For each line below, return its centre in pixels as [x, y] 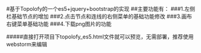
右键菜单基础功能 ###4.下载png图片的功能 [59, 24]
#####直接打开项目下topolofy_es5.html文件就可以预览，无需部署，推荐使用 [100, 37]
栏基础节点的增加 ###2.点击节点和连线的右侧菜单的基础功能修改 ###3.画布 [99, 16]
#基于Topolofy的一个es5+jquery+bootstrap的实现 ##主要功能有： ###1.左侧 [101, 9]
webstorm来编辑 [27, 44]
